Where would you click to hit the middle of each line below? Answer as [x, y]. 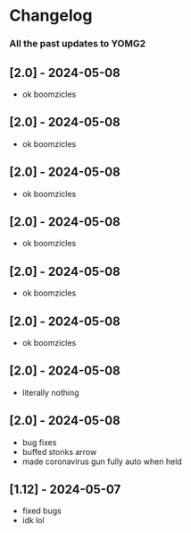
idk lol [33, 520]
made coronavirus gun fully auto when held [102, 461]
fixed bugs [42, 511]
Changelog [51, 16]
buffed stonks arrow [59, 451]
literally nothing [50, 392]
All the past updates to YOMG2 [78, 44]
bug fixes [39, 442]
